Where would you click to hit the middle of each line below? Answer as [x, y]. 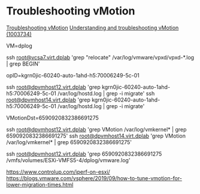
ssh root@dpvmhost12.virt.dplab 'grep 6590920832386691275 [84, 154]
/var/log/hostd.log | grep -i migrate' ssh [106, 93]
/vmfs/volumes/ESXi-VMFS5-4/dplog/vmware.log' [68, 160]
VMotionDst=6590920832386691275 [52, 118]
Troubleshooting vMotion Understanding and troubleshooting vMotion [93, 28]
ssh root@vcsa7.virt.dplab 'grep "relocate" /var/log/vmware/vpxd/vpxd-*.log [100, 57]
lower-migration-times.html [40, 184]
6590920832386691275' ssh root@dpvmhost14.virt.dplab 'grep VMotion [96, 136]
